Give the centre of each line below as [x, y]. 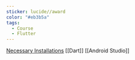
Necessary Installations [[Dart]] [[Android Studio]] [68, 50]
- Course [22, 28]
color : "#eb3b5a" [28, 17]
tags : [13, 23]
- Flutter [24, 34]
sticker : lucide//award [36, 12]
